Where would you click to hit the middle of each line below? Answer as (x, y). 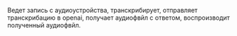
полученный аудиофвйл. (44, 25)
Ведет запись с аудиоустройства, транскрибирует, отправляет (103, 10)
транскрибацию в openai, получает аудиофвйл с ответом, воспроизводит (118, 18)
